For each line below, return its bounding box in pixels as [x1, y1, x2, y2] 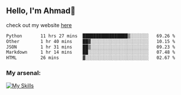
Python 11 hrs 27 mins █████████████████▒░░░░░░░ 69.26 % [6, 33, 176, 39]
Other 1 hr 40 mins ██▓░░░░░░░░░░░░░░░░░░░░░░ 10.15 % [6, 38, 176, 44]
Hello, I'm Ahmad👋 [6, 6, 76, 16]
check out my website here [6, 21, 73, 28]
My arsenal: [6, 69, 41, 77]
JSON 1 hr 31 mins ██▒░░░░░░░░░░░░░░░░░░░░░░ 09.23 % [6, 44, 176, 50]
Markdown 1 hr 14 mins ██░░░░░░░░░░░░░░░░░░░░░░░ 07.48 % [6, 50, 176, 55]
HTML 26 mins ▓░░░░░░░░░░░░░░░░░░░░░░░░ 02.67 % [6, 55, 176, 61]
